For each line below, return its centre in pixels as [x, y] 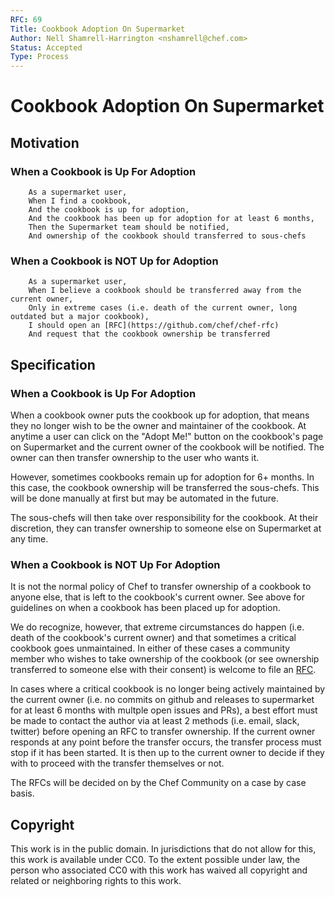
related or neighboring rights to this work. [96, 881]
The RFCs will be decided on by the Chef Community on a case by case [158, 783]
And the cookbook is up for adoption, [109, 210]
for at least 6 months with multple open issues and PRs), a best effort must [164, 710]
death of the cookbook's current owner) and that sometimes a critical [153, 638]
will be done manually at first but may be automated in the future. [144, 498]
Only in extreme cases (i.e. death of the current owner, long [163, 308]
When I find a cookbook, [80, 201]
